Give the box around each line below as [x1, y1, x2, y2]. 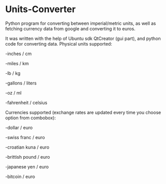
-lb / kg [5, 70, 21, 76]
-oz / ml [5, 89, 22, 96]
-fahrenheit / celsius [5, 100, 48, 106]
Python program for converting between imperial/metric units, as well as [5, 20, 156, 26]
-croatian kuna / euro [5, 144, 50, 150]
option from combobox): [5, 115, 56, 121]
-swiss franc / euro [5, 134, 45, 140]
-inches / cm [5, 51, 32, 57]
